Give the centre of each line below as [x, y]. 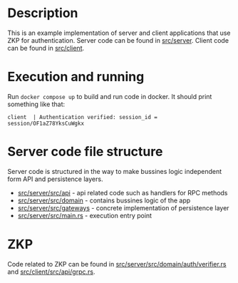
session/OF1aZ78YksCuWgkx [46, 123]
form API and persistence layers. [55, 179]
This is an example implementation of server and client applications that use [119, 33]
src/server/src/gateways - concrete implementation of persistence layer [123, 207]
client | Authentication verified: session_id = [83, 117]
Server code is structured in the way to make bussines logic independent [115, 171]
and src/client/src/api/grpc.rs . [51, 272]
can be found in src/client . [46, 48]
